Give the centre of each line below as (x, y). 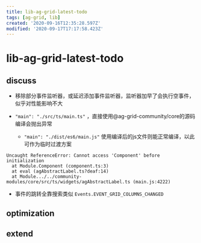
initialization (25, 161)
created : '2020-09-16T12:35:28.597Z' (54, 23)
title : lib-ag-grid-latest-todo (47, 12)
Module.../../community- (51, 177)
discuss (21, 80)
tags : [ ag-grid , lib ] (33, 17)
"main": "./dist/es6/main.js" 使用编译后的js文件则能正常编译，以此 (109, 137)
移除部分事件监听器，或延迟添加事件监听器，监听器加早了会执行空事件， (104, 96)
